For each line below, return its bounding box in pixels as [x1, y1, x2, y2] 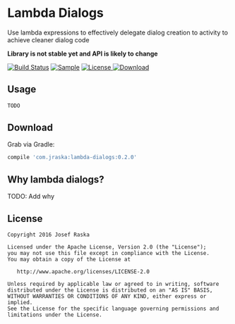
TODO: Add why [7, 192, 55, 201]
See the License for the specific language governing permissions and [7, 305, 219, 312]
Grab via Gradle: [7, 140, 55, 149]
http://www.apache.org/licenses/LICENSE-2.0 [16, 268, 150, 275]
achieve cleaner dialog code [7, 35, 90, 44]
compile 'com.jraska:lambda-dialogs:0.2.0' [7, 154, 138, 161]
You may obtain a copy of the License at [7, 256, 131, 263]
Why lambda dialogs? [7, 173, 104, 185]
